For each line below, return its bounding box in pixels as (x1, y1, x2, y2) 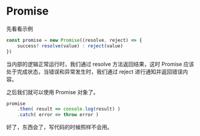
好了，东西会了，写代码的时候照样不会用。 (6, 123, 113, 131)
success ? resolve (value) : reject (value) (17, 42, 123, 49)
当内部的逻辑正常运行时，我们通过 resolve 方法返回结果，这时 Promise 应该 (6, 60, 195, 67)
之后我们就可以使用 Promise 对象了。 (6, 88, 99, 95)
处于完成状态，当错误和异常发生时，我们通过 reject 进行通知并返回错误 (6, 68, 183, 75)
